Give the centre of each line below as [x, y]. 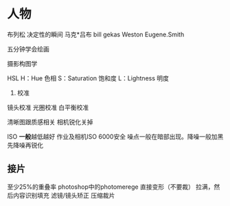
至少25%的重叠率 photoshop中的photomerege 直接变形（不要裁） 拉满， [111, 187]
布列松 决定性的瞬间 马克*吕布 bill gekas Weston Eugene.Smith [96, 34]
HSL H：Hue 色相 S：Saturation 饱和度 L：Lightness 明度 [88, 78]
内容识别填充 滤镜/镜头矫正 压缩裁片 [64, 195]
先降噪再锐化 [25, 145]
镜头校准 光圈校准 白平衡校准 [48, 107]
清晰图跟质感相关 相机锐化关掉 [50, 122]
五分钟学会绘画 [28, 49]
